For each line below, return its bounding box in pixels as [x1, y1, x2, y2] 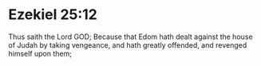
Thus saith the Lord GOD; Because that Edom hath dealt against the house [8, 32, 253, 41]
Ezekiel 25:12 [8, 6, 98, 24]
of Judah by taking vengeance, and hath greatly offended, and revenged [8, 40, 247, 49]
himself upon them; [8, 49, 72, 58]
